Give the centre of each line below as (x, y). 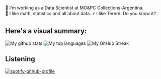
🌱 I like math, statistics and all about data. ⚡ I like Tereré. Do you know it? (81, 13)
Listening (20, 59)
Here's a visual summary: (46, 31)
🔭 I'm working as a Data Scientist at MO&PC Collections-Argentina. (74, 8)
